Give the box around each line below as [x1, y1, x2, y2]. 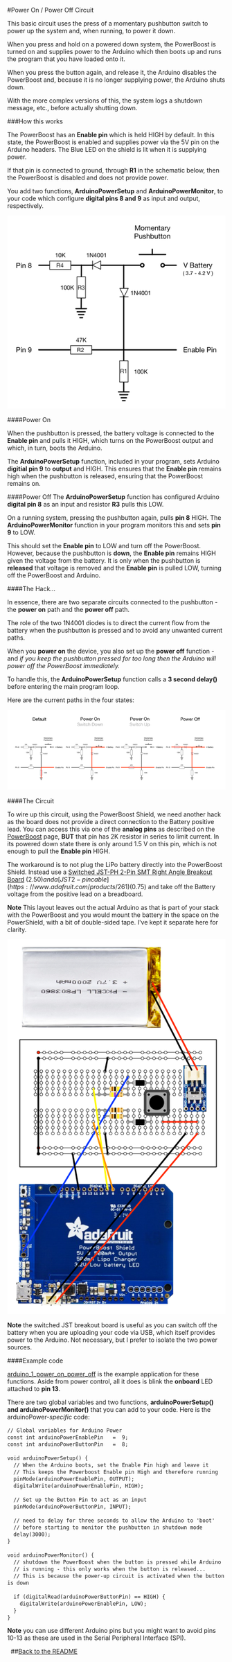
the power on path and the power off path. [7, 606, 130, 614]
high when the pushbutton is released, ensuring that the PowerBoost [7, 472, 203, 480]
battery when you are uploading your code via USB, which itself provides [7, 1329, 216, 1337]
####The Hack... [7, 585, 55, 593]
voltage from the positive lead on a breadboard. [7, 890, 143, 898]
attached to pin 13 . [7, 1385, 61, 1393]
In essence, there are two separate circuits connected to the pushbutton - [7, 598, 218, 606]
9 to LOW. [7, 528, 36, 536]
